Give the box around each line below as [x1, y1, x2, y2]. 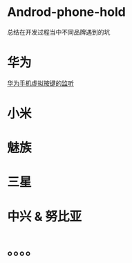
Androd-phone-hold [7, 4, 126, 20]
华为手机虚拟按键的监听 [7, 79, 74, 87]
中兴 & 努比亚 [7, 208, 82, 224]
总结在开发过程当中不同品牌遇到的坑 [7, 28, 111, 36]
